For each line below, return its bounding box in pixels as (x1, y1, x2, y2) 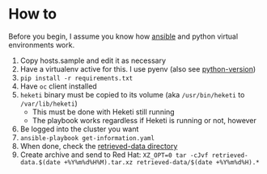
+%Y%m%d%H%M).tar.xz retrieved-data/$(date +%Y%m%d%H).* (63, 158, 261, 166)
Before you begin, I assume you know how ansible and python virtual (8, 31, 239, 41)
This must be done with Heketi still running (32, 106, 176, 117)
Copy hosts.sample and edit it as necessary (19, 56, 167, 65)
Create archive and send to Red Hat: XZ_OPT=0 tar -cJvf (19, 150, 209, 159)
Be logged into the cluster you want (19, 124, 139, 134)
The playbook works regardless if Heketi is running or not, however (32, 115, 257, 125)
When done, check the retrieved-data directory (19, 141, 178, 151)
